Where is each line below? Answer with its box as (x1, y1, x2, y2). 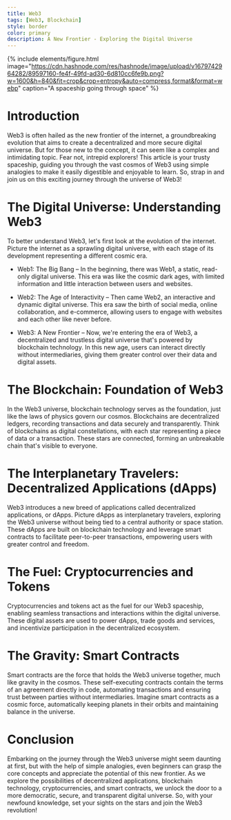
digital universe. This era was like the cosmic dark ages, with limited (30, 272, 225, 280)
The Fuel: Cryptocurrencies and (7, 564, 194, 580)
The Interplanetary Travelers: (7, 466, 179, 481)
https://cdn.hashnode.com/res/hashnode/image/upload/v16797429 (31, 62, 223, 70)
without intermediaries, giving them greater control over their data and (17, 350, 217, 359)
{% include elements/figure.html (7, 55, 99, 63)
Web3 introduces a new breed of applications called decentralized (7, 503, 196, 511)
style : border (7, 23, 48, 30)
